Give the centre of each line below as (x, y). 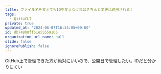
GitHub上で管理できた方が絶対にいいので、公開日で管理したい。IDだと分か (80, 61)
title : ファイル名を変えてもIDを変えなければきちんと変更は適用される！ (69, 10)
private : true (20, 23)
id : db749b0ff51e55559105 (31, 32)
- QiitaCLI (21, 19)
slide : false (18, 42)
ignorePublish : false (27, 46)
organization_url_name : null (35, 37)
